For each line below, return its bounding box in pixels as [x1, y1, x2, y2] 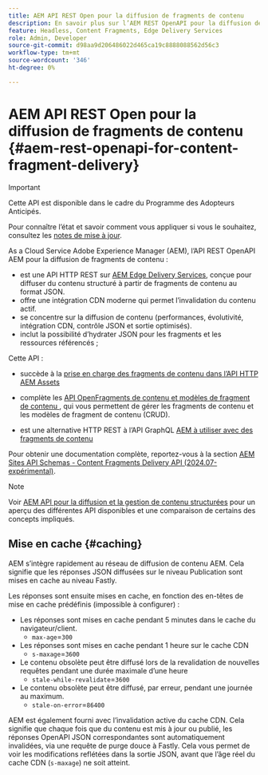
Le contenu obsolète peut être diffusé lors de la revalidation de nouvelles [19, 657, 260, 667]
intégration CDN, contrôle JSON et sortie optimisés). [19, 320, 193, 330]
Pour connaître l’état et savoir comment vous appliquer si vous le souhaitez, [8, 221, 257, 232]
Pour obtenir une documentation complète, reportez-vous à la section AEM [8, 449, 255, 459]
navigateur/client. [19, 623, 77, 633]
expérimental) [8, 466, 54, 475]
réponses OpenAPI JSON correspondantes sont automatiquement [8, 732, 225, 741]
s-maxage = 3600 [31, 649, 80, 658]
